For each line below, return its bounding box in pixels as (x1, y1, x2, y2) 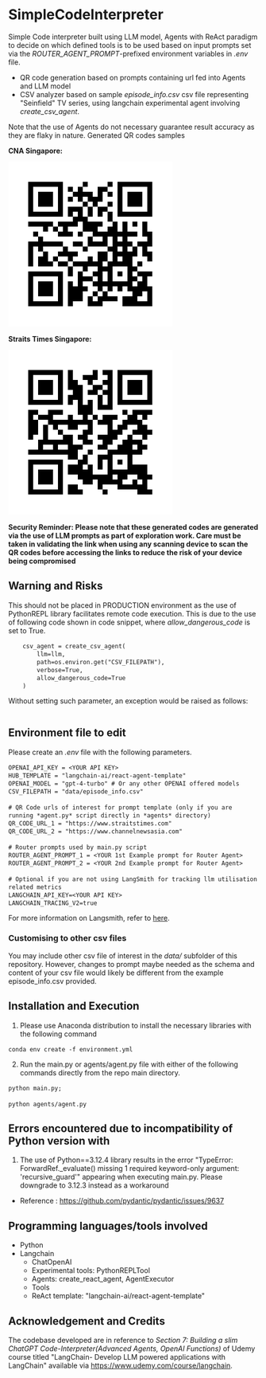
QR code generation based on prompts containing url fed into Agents (19, 72, 246, 82)
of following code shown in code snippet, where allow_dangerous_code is (8, 617, 251, 627)
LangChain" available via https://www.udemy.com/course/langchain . (8, 1360, 233, 1371)
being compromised (8, 556, 76, 566)
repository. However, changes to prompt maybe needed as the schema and (8, 959, 255, 969)
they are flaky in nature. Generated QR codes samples (8, 130, 185, 140)
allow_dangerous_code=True (37, 674, 126, 682)
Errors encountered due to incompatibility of (8, 1122, 233, 1136)
